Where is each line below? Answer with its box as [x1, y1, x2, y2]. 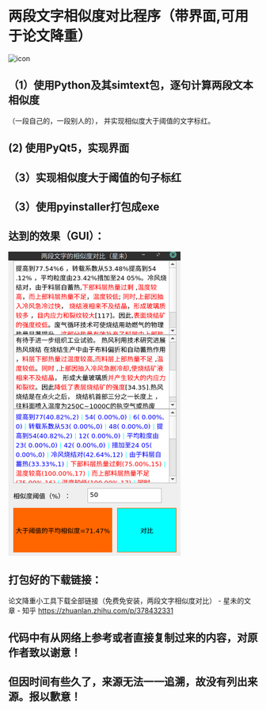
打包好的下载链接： [8, 573, 102, 587]
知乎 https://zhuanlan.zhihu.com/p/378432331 [22, 606, 174, 615]
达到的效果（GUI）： [8, 230, 105, 243]
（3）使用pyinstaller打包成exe [8, 199, 160, 214]
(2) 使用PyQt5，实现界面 [8, 142, 130, 155]
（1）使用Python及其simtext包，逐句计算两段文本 [8, 78, 253, 92]
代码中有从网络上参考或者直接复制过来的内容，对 [8, 631, 248, 644]
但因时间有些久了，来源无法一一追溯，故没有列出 [8, 675, 248, 689]
